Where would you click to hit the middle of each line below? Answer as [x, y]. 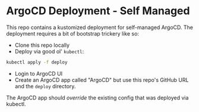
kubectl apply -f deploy [37, 62]
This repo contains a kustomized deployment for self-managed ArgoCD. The [99, 27]
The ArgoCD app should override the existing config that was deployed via [97, 97]
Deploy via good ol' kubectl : [49, 51]
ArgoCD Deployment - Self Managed [98, 11]
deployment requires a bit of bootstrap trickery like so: [73, 33]
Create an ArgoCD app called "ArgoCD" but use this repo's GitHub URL [102, 80]
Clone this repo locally [42, 45]
